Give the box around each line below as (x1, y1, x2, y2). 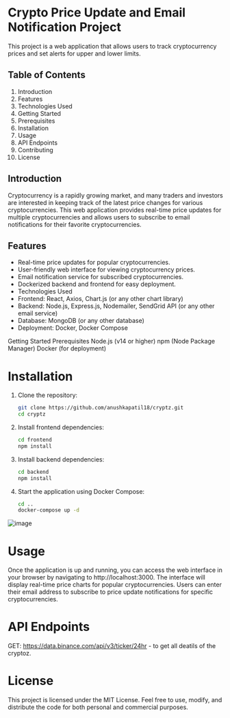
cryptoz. (8, 649, 31, 658)
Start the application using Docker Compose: (17, 487, 145, 495)
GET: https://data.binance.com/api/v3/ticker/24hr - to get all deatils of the (8, 642, 216, 650)
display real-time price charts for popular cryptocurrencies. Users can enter (8, 581, 222, 589)
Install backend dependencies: (17, 455, 105, 464)
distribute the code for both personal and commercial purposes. (8, 703, 189, 711)
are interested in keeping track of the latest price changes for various (8, 198, 203, 206)
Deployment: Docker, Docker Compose (17, 324, 129, 332)
